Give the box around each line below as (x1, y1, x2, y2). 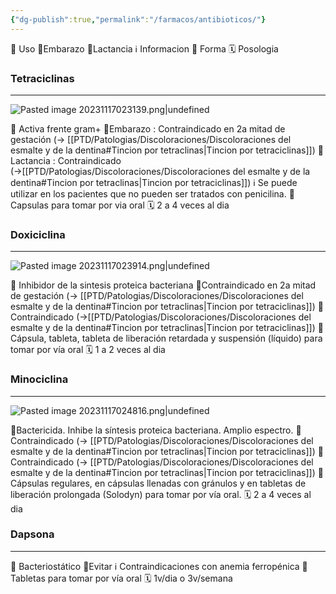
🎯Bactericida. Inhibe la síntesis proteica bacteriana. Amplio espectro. (10, 424, 294, 436)
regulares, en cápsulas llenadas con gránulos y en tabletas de (50, 477, 307, 489)
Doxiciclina (10, 227, 66, 241)
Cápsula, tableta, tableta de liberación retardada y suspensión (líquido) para (10, 332, 323, 345)
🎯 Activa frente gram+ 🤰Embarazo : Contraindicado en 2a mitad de (10, 122, 286, 135)
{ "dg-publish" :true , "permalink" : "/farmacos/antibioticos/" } (10, 14, 267, 25)
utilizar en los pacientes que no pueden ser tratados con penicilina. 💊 (10, 187, 295, 200)
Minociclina (10, 372, 69, 386)
